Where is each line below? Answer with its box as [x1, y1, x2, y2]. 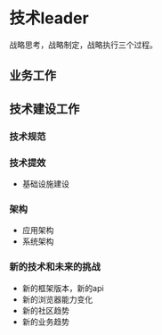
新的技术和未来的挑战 [9, 261, 101, 273]
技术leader [9, 8, 89, 29]
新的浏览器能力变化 [21, 294, 93, 305]
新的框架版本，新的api [21, 282, 104, 293]
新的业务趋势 [21, 316, 69, 327]
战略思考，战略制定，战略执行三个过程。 [9, 39, 158, 50]
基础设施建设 [21, 178, 69, 188]
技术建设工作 [9, 101, 80, 116]
